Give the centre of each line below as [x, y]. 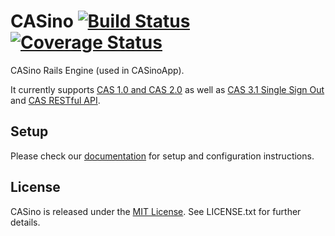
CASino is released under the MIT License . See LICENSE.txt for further [156, 211]
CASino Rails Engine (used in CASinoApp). [97, 70]
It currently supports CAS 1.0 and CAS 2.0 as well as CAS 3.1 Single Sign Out [167, 89]
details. [25, 222]
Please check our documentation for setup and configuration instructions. [162, 156]
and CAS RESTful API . [55, 100]
